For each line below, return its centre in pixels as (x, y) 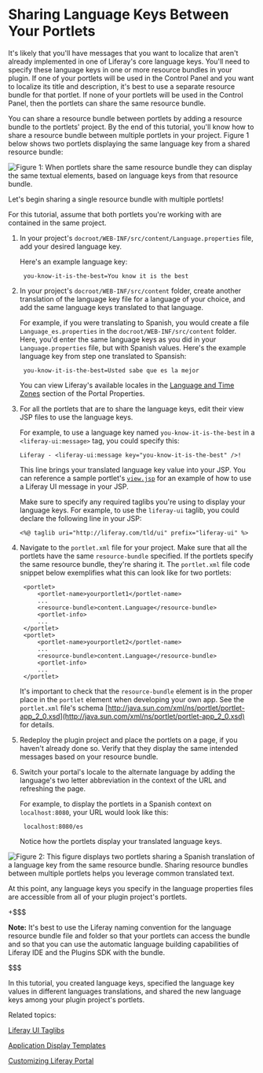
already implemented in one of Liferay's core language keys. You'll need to (129, 61)
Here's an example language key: (73, 261)
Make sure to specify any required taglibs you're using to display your (132, 501)
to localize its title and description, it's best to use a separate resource (122, 86)
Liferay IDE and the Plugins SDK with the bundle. (87, 952)
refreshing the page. (53, 788)
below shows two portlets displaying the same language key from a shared (129, 143)
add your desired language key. (70, 246)
